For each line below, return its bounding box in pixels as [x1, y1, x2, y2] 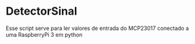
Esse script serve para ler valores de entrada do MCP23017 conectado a [6, 24, 189, 32]
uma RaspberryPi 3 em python [6, 31, 83, 38]
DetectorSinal [6, 4, 77, 18]
